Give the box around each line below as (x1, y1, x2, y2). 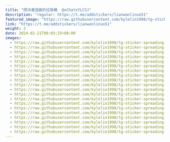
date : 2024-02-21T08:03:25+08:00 (5, 31, 76, 36)
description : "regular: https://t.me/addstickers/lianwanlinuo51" (5, 12, 148, 17)
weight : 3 (5, 26, 26, 31)
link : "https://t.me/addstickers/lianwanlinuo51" (5, 21, 112, 27)
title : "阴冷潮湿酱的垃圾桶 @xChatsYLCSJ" (5, 7, 92, 13)
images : (5, 36, 22, 41)
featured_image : (5, 17, 39, 22)
